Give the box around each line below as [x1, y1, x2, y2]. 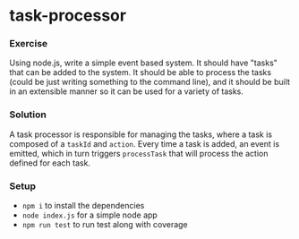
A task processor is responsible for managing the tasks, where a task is [9, 129, 273, 140]
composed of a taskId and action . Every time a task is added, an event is [9, 138, 280, 149]
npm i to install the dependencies [21, 201, 145, 211]
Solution [9, 108, 47, 121]
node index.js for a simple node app [21, 209, 158, 220]
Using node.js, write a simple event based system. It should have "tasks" [9, 57, 278, 68]
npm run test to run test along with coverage [21, 219, 188, 230]
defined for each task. [9, 158, 91, 168]
